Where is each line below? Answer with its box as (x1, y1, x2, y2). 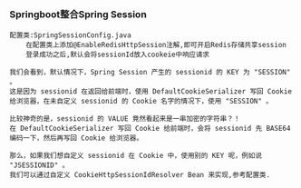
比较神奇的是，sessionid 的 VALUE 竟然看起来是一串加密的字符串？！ (9, 114, 241, 124)
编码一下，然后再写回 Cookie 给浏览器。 (9, 134, 143, 143)
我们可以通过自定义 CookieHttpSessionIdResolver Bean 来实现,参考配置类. (9, 171, 270, 180)
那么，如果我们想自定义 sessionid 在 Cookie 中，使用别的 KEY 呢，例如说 (9, 152, 263, 161)
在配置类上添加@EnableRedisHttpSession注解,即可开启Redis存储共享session (25, 41, 287, 50)
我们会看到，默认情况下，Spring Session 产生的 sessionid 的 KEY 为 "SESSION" (9, 68, 291, 77)
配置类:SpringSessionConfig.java (9, 31, 131, 40)
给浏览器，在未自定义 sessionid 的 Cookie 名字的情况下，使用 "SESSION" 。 (9, 97, 274, 106)
